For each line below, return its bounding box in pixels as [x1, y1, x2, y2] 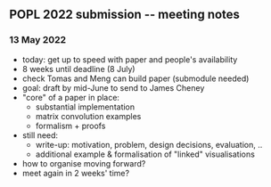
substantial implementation [35, 102, 135, 112]
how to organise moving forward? [21, 158, 146, 168]
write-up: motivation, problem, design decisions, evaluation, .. [35, 139, 263, 150]
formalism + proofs [35, 120, 106, 131]
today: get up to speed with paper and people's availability [21, 53, 238, 65]
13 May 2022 [9, 34, 67, 46]
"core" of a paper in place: [21, 92, 120, 102]
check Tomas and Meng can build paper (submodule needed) [21, 73, 250, 84]
